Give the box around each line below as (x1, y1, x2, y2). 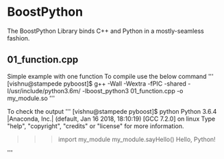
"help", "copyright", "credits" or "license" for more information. (7, 121, 184, 130)
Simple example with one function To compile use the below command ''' (7, 72, 214, 80)
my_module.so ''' (7, 94, 55, 102)
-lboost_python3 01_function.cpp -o (82, 86, 184, 95)
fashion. (7, 34, 30, 42)
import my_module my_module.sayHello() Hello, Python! (58, 135, 216, 143)
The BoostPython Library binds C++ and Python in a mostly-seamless (7, 27, 204, 35)
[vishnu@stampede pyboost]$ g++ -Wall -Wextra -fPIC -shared (7, 79, 187, 88)
